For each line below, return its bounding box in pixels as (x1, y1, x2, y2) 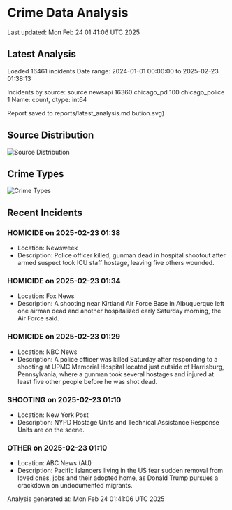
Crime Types (7, 168, 64, 180)
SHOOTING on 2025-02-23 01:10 (7, 395, 122, 404)
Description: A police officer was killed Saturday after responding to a (17, 355, 218, 363)
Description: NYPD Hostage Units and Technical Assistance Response (17, 418, 219, 426)
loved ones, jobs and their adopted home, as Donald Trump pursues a (17, 474, 219, 482)
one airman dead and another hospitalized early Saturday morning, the (17, 306, 222, 316)
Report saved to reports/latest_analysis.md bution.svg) (7, 108, 165, 117)
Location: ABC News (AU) (17, 459, 92, 467)
